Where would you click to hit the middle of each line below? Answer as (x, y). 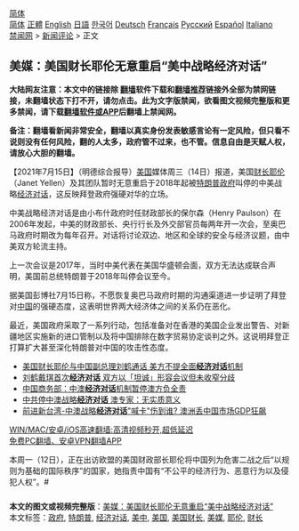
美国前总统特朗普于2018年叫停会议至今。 (100, 276)
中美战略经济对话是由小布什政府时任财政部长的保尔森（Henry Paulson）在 (145, 213)
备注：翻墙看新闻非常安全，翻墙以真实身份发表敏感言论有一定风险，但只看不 (149, 130)
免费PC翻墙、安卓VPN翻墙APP (65, 440)
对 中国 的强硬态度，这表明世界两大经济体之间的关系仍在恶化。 (122, 306)
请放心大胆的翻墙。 (44, 152)
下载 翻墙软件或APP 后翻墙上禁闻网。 (114, 111)
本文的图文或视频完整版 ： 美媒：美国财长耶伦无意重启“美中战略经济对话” (141, 506)
